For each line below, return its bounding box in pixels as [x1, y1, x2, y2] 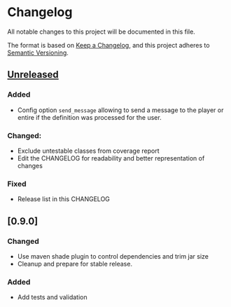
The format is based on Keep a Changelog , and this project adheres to [7, 41, 210, 49]
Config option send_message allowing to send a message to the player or [17, 106, 224, 114]
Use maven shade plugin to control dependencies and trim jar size [17, 252, 209, 260]
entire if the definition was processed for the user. [17, 113, 162, 121]
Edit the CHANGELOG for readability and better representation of [17, 153, 205, 162]
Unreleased [7, 69, 59, 81]
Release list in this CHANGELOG [17, 195, 111, 203]
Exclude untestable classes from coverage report [17, 146, 160, 155]
